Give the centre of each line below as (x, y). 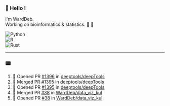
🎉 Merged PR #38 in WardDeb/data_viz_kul (57, 92)
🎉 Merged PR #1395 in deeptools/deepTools (58, 82)
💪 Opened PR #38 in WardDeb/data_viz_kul (57, 98)
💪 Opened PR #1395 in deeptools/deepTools (58, 87)
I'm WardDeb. (19, 19)
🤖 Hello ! (16, 8)
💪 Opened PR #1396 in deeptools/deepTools (58, 76)
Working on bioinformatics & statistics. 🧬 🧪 (50, 24)
